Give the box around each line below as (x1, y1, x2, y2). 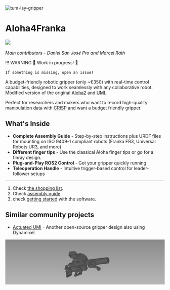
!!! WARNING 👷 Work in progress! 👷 (5, 59, 78, 65)
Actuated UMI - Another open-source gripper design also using (12, 224, 145, 230)
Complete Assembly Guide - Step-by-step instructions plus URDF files (12, 133, 161, 139)
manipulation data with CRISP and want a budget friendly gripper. (5, 105, 142, 111)
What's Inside (5, 119, 50, 128)
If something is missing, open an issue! (5, 70, 94, 75)
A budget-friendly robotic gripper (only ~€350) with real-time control (5, 78, 149, 85)
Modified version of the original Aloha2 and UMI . (5, 90, 107, 96)
